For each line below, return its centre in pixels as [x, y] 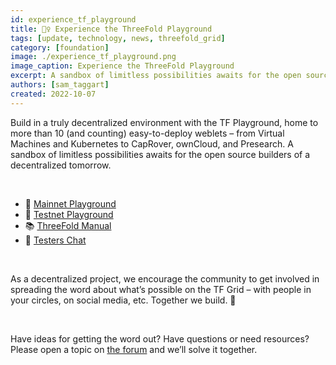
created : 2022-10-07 [53, 94]
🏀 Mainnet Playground [70, 203]
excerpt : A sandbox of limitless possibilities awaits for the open [156, 76]
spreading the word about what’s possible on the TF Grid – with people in [161, 289]
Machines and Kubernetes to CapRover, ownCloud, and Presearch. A [152, 143]
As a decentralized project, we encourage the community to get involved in [165, 278]
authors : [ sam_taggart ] [60, 85]
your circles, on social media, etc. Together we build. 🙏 [123, 300]
